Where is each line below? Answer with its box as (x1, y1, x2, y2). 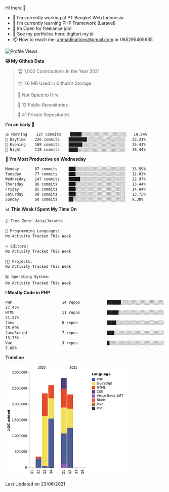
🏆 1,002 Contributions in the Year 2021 (17, 68, 100, 74)
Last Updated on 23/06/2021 (5, 481, 66, 487)
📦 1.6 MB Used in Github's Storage (17, 80, 92, 86)
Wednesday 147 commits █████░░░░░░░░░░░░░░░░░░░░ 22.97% (5, 177, 146, 182)
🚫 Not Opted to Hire (17, 92, 59, 98)
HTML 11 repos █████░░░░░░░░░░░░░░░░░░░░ (5, 310, 164, 315)
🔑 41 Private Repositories (17, 112, 70, 118)
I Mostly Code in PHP (5, 290, 51, 295)
